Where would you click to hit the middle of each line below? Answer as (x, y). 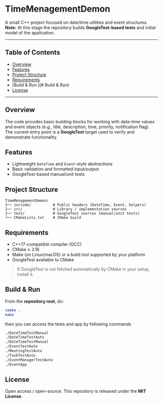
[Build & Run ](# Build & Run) (41, 85)
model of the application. (30, 33)
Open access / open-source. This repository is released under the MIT (76, 391)
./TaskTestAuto (20, 355)
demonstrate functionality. (31, 137)
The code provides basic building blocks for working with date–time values (80, 121)
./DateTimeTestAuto (25, 337)
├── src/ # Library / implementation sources (66, 209)
